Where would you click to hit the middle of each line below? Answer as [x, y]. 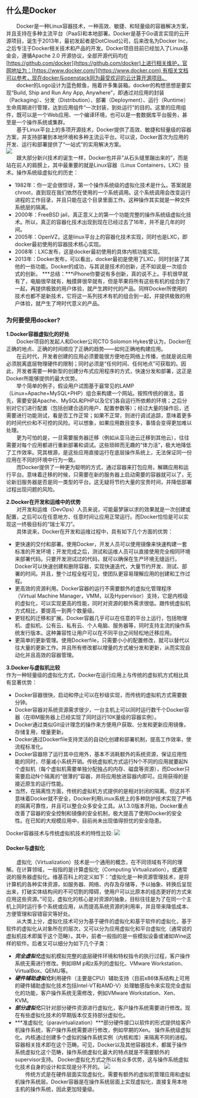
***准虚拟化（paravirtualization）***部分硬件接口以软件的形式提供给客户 [103, 1023]
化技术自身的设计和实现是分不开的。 [59, 1067]
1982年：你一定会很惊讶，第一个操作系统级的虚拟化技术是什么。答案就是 [103, 185]
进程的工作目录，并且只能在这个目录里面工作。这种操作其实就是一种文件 [102, 199]
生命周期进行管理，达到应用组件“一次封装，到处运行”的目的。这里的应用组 [96, 107]
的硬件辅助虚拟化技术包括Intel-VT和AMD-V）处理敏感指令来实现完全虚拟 [103, 986]
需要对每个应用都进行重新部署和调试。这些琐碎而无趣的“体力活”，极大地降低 [99, 445]
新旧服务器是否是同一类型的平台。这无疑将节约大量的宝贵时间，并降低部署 [101, 482]
